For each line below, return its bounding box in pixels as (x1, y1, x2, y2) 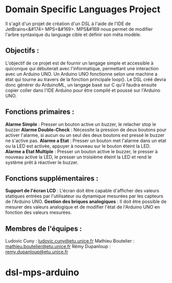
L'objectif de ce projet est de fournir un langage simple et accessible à (5, 60, 154, 66)
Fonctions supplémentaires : (5, 174, 99, 183)
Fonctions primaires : (5, 108, 75, 116)
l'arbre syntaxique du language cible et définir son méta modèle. (5, 31, 142, 37)
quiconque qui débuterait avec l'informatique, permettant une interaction (5, 65, 159, 71)
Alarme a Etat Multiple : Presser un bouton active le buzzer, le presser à (5, 148, 158, 154)
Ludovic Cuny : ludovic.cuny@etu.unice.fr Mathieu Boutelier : (5, 238, 135, 244)
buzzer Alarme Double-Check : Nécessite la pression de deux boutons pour (5, 127, 167, 133)
